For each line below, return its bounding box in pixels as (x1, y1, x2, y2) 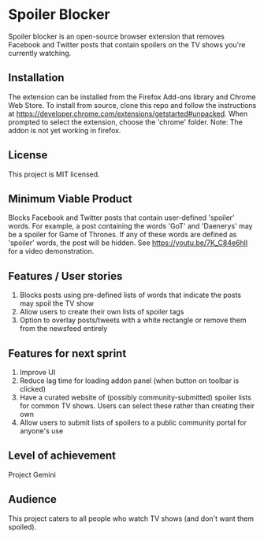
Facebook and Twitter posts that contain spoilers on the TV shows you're (8, 39, 246, 49)
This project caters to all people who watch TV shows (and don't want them (8, 514, 255, 523)
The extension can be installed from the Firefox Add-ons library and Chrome (8, 92, 256, 102)
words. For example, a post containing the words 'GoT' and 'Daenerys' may (8, 221, 253, 231)
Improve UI (19, 368, 56, 377)
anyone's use (19, 426, 64, 435)
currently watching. (8, 48, 72, 58)
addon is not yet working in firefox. (8, 125, 121, 135)
